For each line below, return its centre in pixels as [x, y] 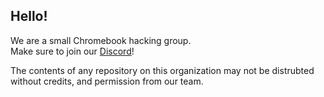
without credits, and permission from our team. [107, 81]
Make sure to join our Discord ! [72, 51]
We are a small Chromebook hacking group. [101, 40]
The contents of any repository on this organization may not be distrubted [162, 70]
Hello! [29, 16]
